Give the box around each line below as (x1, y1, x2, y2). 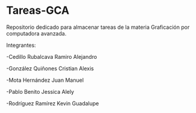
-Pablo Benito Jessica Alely (6, 88, 75, 95)
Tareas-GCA (6, 4, 70, 17)
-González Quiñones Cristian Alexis (6, 64, 94, 72)
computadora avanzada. (6, 29, 67, 37)
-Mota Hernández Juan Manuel (6, 76, 84, 84)
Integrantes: (6, 41, 36, 49)
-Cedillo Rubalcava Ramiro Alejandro (6, 53, 97, 60)
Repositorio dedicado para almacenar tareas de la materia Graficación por (6, 23, 190, 31)
